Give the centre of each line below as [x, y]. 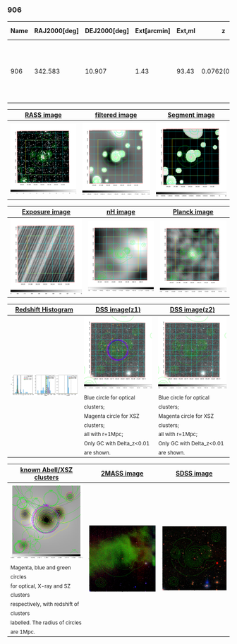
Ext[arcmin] [153, 31]
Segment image [191, 115]
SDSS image [194, 473]
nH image [121, 212]
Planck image [193, 212]
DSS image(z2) [192, 310]
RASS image [43, 115]
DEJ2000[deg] [107, 31]
